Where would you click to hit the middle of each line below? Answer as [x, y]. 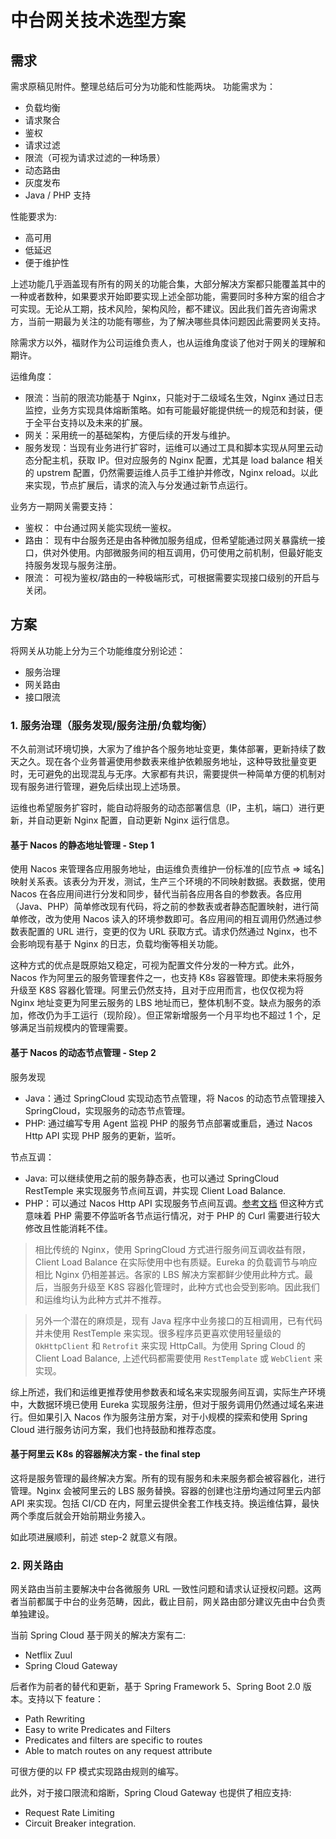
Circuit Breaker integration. [80, 1823]
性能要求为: [34, 216]
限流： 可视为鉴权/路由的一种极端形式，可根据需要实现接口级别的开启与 [172, 577]
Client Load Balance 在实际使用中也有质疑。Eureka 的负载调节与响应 [176, 1262]
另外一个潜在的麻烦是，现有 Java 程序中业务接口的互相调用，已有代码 [178, 1320]
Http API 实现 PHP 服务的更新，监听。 [103, 1135]
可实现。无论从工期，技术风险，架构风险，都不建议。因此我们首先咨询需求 [163, 309]
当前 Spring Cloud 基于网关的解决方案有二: [98, 1635]
